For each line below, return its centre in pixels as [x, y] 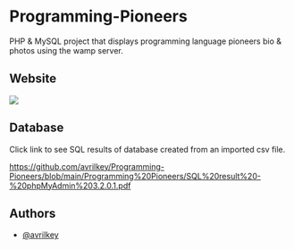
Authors [33, 213]
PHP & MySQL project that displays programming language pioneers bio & [146, 41]
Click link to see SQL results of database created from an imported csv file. [147, 149]
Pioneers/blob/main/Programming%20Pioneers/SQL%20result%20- [135, 176]
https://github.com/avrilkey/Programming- [87, 166]
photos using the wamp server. [66, 50]
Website [33, 79]
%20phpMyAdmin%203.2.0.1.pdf [70, 186]
